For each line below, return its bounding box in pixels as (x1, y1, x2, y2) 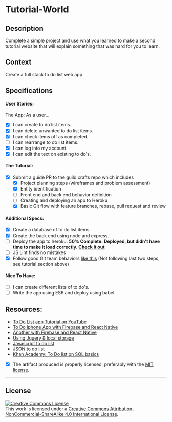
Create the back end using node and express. (12, 232, 109, 239)
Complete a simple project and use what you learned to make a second (5, 37, 156, 44)
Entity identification (20, 186, 61, 192)
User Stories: (5, 100, 34, 107)
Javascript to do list (12, 341, 55, 347)
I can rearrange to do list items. (12, 139, 79, 145)
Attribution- (110, 406, 135, 412)
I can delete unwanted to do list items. (12, 128, 93, 134)
